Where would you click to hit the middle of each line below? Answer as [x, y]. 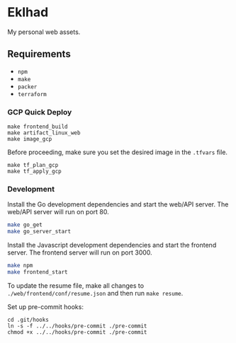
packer [27, 87]
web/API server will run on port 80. [58, 212]
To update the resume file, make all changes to [75, 285]
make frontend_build [38, 127]
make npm [20, 266]
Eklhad [28, 12]
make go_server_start [39, 232]
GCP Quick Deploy [40, 112]
